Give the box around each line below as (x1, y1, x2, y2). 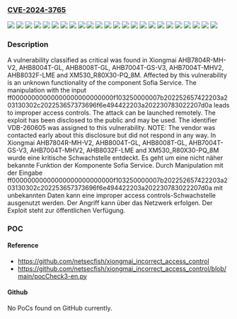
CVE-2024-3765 (7, 5, 67, 15)
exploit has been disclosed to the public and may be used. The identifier (7, 115, 218, 124)
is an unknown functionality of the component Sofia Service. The (7, 78, 197, 86)
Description (7, 40, 49, 50)
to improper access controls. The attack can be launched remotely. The (7, 108, 216, 117)
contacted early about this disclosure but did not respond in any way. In (7, 131, 216, 139)
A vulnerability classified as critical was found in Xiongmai (7, 55, 177, 64)
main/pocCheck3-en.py (17, 272, 87, 280)
